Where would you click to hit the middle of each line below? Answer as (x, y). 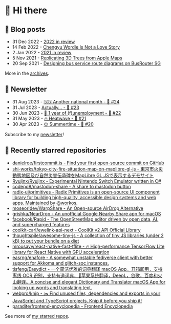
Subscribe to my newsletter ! (35, 134)
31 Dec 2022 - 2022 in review (44, 41)
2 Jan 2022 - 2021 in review (42, 52)
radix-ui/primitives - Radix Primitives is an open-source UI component (86, 192)
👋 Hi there (26, 10)
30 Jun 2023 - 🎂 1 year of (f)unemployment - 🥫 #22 (67, 113)
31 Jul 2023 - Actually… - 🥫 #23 (46, 107)
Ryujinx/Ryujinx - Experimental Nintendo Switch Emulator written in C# (87, 181)
